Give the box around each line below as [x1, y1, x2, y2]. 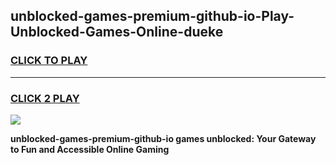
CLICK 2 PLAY [10, 91, 80, 105]
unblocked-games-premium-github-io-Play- [10, 8, 295, 25]
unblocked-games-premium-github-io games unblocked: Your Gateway [10, 132, 317, 144]
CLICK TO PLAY [10, 54, 88, 68]
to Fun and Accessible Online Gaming [10, 143, 170, 155]
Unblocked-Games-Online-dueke [10, 24, 224, 41]
